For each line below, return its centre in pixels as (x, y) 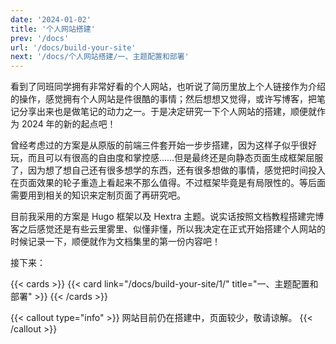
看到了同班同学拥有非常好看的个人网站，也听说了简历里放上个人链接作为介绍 (168, 87)
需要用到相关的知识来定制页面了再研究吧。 (98, 195)
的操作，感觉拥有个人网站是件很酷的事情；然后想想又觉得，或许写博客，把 (163, 99)
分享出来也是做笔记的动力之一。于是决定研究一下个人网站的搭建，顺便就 (167, 112)
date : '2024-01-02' (51, 19)
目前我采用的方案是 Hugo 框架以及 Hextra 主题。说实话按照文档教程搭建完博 (167, 217)
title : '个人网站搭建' (53, 29)
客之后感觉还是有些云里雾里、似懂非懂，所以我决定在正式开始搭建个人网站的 (168, 229)
